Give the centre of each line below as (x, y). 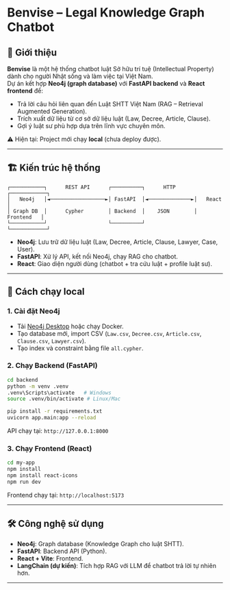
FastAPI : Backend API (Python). (62, 551)
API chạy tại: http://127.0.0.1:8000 (58, 431)
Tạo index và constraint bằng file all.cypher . (80, 348)
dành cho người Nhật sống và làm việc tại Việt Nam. (80, 76)
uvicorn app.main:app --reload (52, 418)
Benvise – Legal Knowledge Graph (106, 13)
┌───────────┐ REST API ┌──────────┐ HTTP (91, 187)
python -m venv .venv (38, 386)
